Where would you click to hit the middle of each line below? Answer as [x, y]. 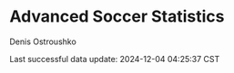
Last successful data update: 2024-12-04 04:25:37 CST [115, 59]
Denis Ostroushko [43, 41]
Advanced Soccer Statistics [117, 17]
